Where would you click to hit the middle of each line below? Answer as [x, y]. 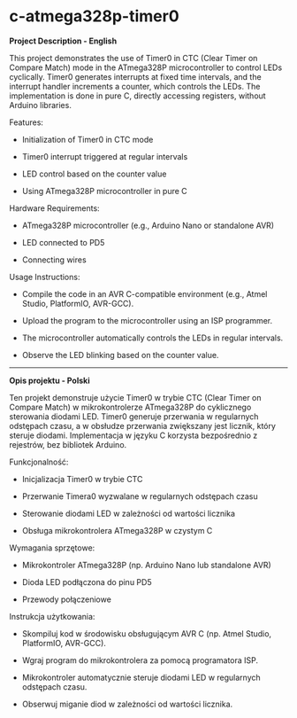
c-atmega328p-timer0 [94, 16]
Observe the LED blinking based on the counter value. [120, 355]
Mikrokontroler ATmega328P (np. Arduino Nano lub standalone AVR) [146, 565]
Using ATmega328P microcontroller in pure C [104, 191]
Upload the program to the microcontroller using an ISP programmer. [147, 320]
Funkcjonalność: [39, 462]
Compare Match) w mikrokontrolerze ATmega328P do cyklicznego [130, 407]
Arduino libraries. [41, 105]
